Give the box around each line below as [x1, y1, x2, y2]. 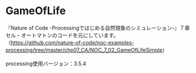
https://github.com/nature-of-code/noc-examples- [11, 39, 135, 46]
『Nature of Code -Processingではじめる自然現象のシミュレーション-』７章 [5, 24, 190, 31]
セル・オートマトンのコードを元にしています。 [5, 31, 119, 39]
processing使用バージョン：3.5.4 [5, 60, 87, 67]
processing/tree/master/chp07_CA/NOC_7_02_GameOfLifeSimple [5, 46, 163, 54]
